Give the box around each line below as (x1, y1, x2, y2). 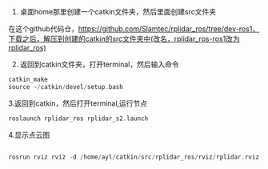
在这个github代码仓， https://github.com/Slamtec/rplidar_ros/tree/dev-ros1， (8, 24, 260, 34)
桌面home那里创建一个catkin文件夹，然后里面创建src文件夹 (19, 7, 217, 16)
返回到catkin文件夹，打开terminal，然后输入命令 (19, 59, 179, 69)
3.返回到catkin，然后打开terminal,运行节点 (8, 99, 148, 108)
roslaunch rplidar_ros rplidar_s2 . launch (8, 115, 149, 123)
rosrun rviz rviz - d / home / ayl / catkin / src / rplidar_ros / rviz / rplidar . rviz (8, 153, 260, 161)
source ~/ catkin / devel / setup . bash (8, 82, 124, 91)
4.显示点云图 (8, 130, 50, 139)
